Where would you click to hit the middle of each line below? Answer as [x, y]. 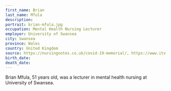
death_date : [18, 63]
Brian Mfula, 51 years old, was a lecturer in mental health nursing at [76, 77]
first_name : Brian [25, 10]
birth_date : [18, 58]
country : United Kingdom [32, 48]
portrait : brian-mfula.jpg [34, 24]
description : [19, 20]
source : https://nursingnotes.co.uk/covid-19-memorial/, [67, 53]
